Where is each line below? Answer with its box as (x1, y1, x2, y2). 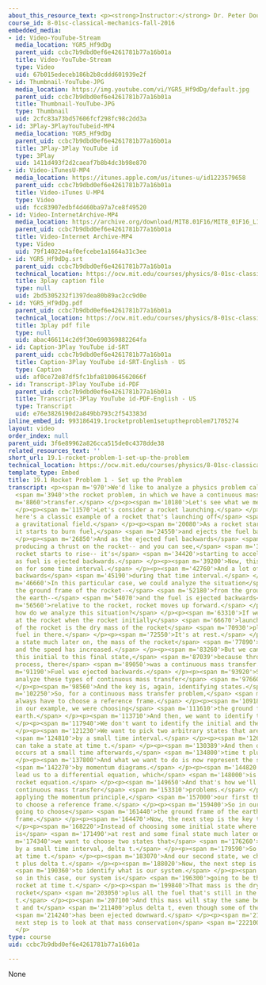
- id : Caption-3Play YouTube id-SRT (8, 343, 129, 351)
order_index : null (8, 431, 69, 440)
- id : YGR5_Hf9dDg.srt (8, 255, 83, 263)
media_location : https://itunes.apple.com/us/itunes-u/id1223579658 (15, 174, 246, 182)
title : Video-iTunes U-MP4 (15, 188, 104, 197)
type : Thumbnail (15, 108, 69, 116)
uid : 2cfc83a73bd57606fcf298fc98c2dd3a (15, 115, 147, 123)
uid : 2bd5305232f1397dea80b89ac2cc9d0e (15, 292, 147, 300)
